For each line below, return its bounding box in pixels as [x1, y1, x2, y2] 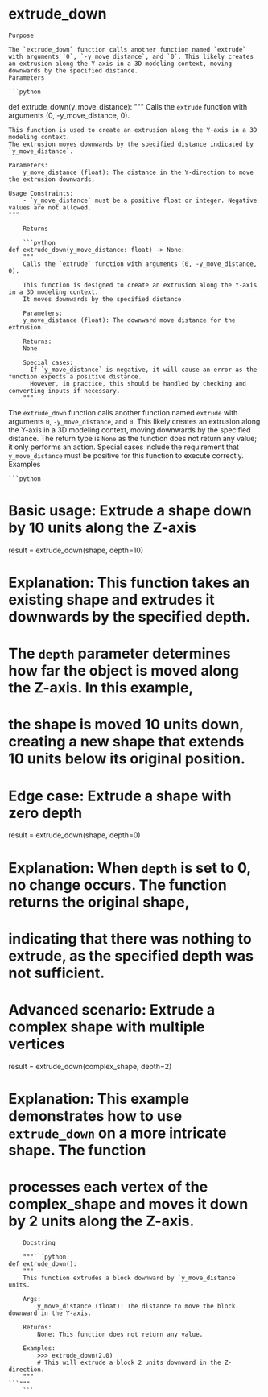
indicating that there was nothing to [8, 929, 252, 948]
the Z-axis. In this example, [8, 679, 194, 697]
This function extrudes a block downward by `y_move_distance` [23, 1274, 240, 1282]
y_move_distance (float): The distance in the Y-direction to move [23, 168, 254, 176]
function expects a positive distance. [8, 372, 142, 381]
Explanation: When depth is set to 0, [8, 858, 251, 877]
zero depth [8, 804, 83, 822]
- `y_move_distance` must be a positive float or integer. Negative [23, 196, 258, 205]
